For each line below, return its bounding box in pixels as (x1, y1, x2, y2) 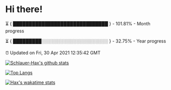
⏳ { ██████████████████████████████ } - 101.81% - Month (5, 20, 151, 26)
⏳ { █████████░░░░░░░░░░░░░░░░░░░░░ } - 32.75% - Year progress (5, 38, 166, 44)
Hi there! (5, 4, 43, 15)
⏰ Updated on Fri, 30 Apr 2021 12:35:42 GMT (5, 50, 101, 56)
